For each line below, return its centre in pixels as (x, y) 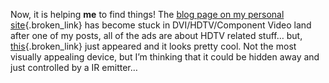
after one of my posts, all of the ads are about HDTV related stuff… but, (156, 35)
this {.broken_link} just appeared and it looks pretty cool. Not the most (153, 46)
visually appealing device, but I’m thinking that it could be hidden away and (165, 57)
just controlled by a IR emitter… (74, 67)
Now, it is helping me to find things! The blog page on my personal (147, 14)
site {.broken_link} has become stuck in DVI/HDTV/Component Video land (161, 25)
